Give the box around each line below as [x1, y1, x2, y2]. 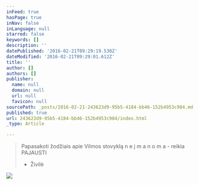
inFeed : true [6, 8, 39, 15]
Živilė [30, 161, 44, 168]
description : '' [6, 43, 47, 49]
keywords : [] [6, 37, 39, 43]
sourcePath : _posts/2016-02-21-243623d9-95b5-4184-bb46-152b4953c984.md [6, 104, 194, 110]
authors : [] [6, 71, 36, 77]
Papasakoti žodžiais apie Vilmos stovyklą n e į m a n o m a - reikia [21, 143, 185, 150]
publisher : [6, 76, 34, 82]
